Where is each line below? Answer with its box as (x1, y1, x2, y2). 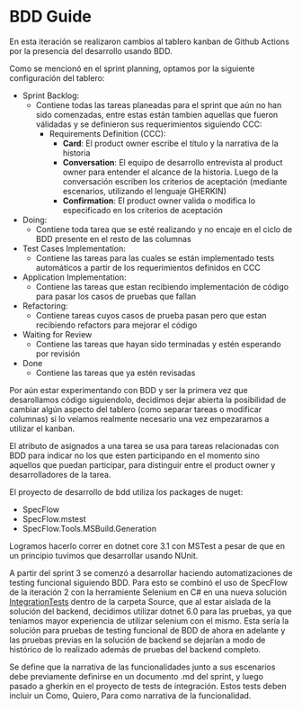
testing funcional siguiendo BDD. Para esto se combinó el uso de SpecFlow (9, 577, 288, 588)
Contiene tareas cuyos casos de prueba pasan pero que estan (35, 310, 267, 320)
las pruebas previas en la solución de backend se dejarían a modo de (9, 634, 266, 645)
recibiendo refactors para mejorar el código (35, 319, 198, 330)
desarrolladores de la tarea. (9, 469, 111, 480)
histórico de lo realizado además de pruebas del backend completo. (9, 643, 262, 654)
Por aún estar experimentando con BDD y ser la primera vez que (9, 384, 249, 395)
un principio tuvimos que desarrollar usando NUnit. (9, 550, 199, 561)
